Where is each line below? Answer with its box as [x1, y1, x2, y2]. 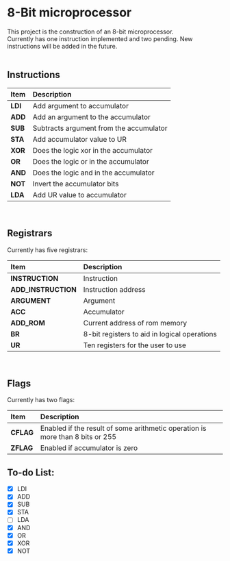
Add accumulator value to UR [32, 134, 127, 144]
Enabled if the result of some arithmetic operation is [40, 423, 207, 433]
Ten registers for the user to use [83, 340, 187, 350]
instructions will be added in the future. [7, 42, 118, 50]
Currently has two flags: [7, 396, 75, 404]
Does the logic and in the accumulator [32, 168, 155, 177]
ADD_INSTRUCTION [10, 284, 77, 294]
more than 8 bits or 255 [40, 432, 117, 442]
